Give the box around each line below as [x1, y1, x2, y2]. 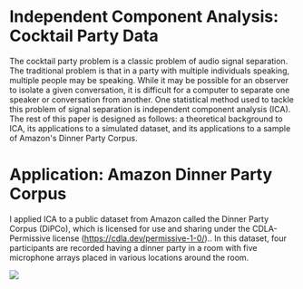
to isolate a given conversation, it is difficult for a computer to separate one [9, 84, 290, 95]
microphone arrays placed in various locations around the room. [9, 252, 249, 263]
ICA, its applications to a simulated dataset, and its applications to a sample [9, 122, 291, 133]
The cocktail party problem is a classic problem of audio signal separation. [9, 55, 288, 66]
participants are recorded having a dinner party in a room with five [9, 242, 258, 253]
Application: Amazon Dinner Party [9, 165, 273, 185]
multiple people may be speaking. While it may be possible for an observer [9, 74, 288, 85]
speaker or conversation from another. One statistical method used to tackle [9, 93, 295, 105]
